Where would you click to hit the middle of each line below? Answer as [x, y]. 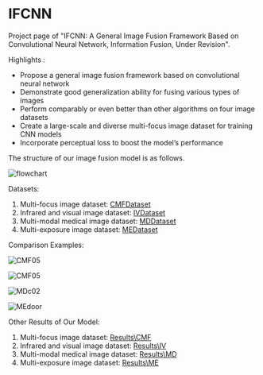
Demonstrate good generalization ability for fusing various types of [130, 91]
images [32, 100]
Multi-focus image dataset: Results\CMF [85, 337]
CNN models [41, 134]
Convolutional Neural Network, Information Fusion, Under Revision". [119, 44]
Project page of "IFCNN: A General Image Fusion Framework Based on [124, 36]
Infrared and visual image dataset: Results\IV [93, 346]
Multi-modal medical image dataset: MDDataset [98, 221]
